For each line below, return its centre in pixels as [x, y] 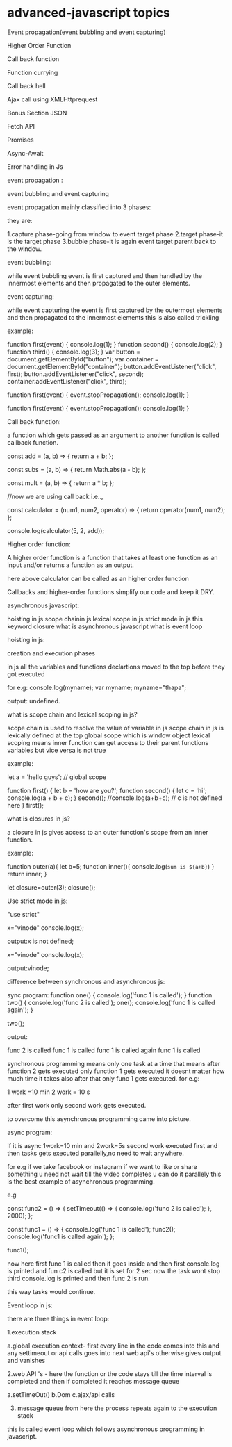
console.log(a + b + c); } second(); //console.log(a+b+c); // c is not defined [115, 798]
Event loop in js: [30, 1305]
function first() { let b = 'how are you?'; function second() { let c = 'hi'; [107, 790]
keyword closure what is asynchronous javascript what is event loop [105, 626]
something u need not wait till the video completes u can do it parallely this [114, 1174]
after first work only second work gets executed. [77, 1105]
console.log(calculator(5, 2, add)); [56, 530]
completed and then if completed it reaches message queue [93, 1381]
